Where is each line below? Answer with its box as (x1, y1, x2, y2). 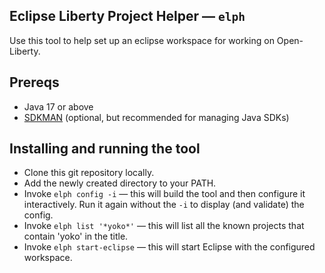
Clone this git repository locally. (23, 167, 155, 179)
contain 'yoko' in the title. (23, 230, 129, 243)
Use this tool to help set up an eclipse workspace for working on (9, 34, 275, 46)
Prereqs (9, 74, 60, 91)
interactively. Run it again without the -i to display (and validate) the (23, 199, 305, 211)
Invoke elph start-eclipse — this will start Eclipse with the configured (23, 241, 316, 253)
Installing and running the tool (9, 140, 201, 158)
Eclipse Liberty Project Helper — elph (9, 8, 246, 25)
